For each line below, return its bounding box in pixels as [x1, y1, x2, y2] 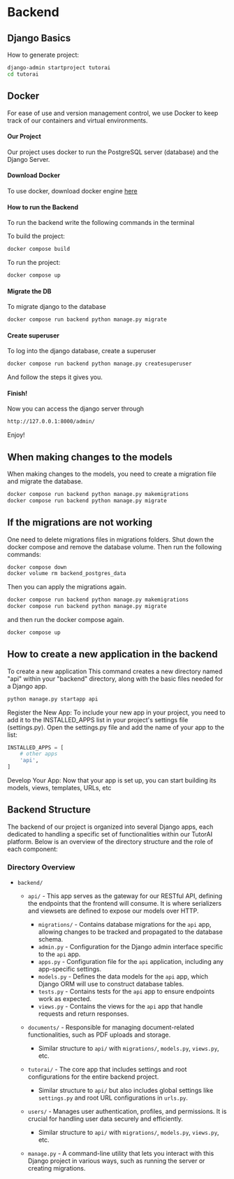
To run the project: [7, 258, 61, 267]
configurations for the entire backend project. [27, 1073, 159, 1081]
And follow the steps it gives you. [7, 373, 103, 382]
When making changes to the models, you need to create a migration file [7, 469, 217, 478]
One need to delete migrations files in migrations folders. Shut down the [7, 535, 214, 544]
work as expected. [38, 995, 92, 1003]
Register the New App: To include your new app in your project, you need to [7, 708, 226, 717]
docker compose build [7, 246, 71, 253]
